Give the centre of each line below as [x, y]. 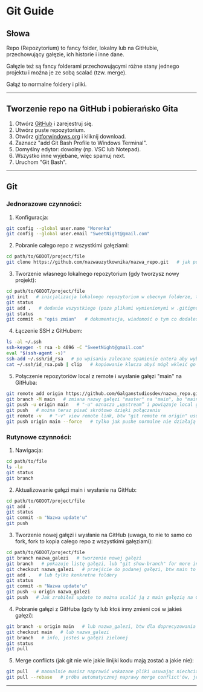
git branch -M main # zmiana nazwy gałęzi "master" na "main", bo [94, 399]
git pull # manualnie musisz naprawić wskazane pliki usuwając [90, 672]
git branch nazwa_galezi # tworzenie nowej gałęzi [74, 558]
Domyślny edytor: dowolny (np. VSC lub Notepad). [78, 149]
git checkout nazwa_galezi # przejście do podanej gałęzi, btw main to [101, 569]
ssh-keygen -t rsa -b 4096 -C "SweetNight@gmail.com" [76, 348]
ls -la [14, 467]
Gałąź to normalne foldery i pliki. [47, 84]
